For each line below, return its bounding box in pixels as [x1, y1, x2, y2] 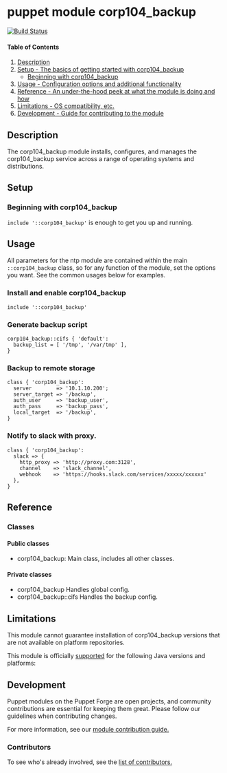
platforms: [7, 659, 36, 668]
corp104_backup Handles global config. [16, 586, 130, 594]
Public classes [7, 539, 49, 547]
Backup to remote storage [7, 363, 96, 372]
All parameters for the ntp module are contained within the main [7, 256, 187, 265]
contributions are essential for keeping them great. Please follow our [7, 704, 201, 712]
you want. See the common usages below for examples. [7, 271, 166, 279]
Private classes [7, 570, 52, 578]
